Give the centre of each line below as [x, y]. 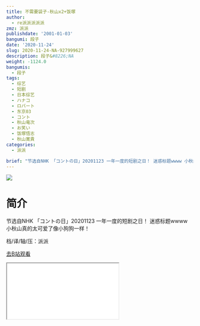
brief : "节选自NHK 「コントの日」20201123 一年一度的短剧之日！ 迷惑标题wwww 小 [98, 161]
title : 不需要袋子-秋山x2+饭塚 [41, 12]
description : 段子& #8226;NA [40, 56]
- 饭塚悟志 [23, 134]
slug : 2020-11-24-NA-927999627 [45, 51]
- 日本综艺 [23, 95]
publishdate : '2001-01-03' [40, 34]
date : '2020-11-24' [30, 45]
